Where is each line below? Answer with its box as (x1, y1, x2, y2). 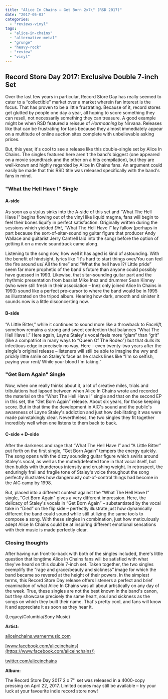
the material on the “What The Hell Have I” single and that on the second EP (5, 393, 162, 399)
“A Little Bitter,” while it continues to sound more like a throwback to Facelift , (5, 321, 163, 327)
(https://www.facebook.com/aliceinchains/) (5, 648, 95, 654)
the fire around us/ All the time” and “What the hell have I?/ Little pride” (5, 261, 151, 267)
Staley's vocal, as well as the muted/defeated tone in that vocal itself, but (5, 459, 156, 465)
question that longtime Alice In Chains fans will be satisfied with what (5, 556, 148, 562)
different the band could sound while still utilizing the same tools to (5, 511, 144, 517)
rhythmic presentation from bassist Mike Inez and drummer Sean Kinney (5, 277, 155, 284)
